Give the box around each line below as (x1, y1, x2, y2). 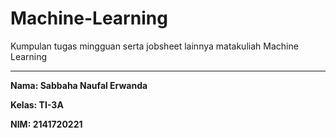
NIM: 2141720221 (10, 118, 83, 130)
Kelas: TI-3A (10, 98, 64, 111)
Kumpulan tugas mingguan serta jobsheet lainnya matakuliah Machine (10, 40, 299, 52)
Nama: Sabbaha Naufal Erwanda (10, 79, 148, 91)
